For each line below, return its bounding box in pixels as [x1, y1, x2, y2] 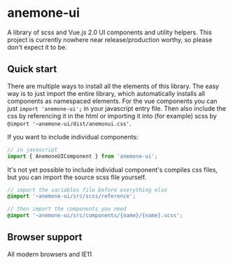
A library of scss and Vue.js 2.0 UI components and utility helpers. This [7, 28, 212, 36]
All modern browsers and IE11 [7, 250, 92, 258]
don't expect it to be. [7, 43, 68, 51]
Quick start [7, 63, 57, 75]
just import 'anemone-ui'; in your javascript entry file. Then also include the [7, 104, 226, 113]
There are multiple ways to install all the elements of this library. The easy [7, 82, 219, 90]
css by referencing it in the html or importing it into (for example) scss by [7, 111, 217, 120]
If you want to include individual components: [7, 132, 139, 141]
